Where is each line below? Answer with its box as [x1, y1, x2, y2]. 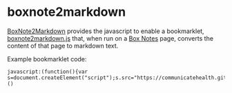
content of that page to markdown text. [7, 41, 119, 50]
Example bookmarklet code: [7, 54, 87, 63]
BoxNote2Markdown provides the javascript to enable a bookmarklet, [7, 27, 205, 35]
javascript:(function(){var [7, 68, 88, 75]
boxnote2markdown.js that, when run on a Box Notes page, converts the [7, 34, 214, 42]
